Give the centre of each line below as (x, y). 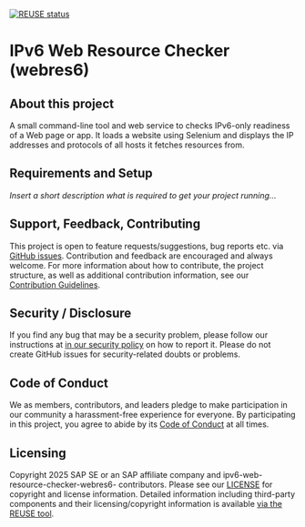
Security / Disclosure (71, 314)
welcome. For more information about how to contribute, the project (137, 265)
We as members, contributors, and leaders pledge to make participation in (149, 405)
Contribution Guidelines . (55, 284)
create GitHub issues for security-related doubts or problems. (125, 354)
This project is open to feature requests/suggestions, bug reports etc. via (147, 246)
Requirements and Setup (81, 173)
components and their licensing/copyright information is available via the (146, 504)
